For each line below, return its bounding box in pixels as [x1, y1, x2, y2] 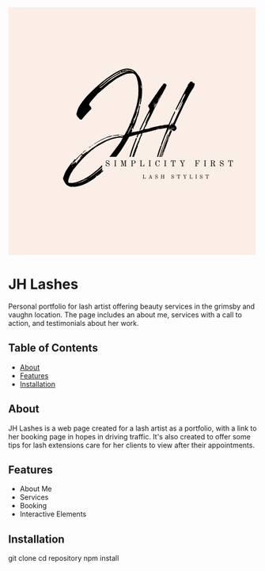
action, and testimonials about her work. [8, 318, 140, 328]
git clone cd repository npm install [8, 554, 119, 563]
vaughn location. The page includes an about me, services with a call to [8, 309, 243, 320]
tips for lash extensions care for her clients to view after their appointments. [8, 440, 256, 450]
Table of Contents [8, 341, 99, 355]
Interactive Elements [19, 509, 87, 519]
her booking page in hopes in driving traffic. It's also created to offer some [8, 431, 251, 441]
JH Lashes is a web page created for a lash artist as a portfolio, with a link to [8, 423, 257, 433]
